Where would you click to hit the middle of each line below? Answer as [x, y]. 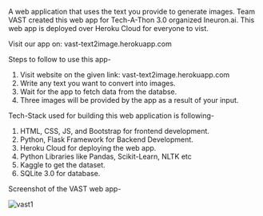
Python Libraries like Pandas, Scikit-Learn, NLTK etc [106, 156]
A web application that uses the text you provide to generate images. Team [132, 12]
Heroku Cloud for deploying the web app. [88, 148]
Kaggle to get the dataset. [62, 165]
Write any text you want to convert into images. [98, 83]
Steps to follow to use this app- [60, 59]
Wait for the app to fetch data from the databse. [98, 92]
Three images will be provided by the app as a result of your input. [129, 100]
